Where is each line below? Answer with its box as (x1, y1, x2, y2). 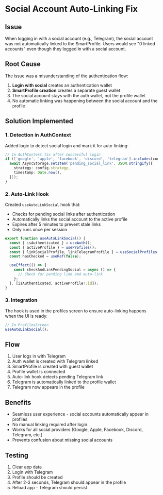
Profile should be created (12, 475, 63, 480)
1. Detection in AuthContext (5, 132, 71, 138)
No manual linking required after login (12, 422, 88, 427)
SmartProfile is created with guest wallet (12, 363, 93, 370)
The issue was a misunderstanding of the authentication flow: (5, 73, 129, 79)
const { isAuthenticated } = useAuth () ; (9, 240, 92, 245)
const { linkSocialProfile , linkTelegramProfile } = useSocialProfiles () (9, 249, 162, 255)
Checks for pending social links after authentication (12, 211, 115, 217)
